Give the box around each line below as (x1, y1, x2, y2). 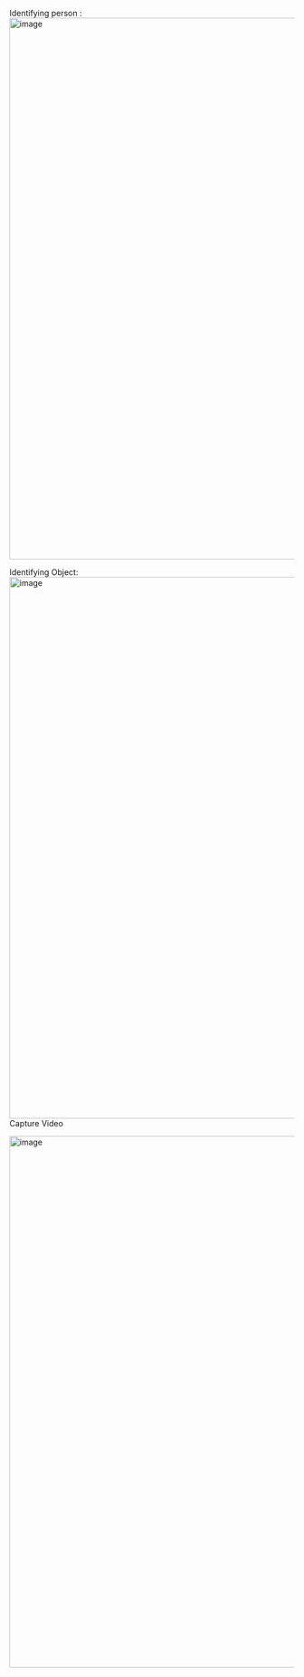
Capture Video (9, 1118, 63, 1128)
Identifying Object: (9, 567, 79, 578)
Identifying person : (9, 8, 83, 18)
